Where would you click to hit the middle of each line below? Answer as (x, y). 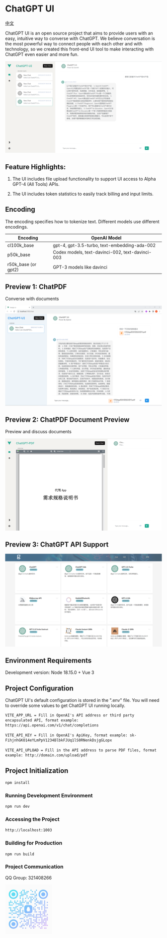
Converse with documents (32, 299)
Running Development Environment (49, 795)
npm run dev (17, 807)
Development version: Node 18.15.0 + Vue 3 (50, 672)
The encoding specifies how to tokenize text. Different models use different (83, 221)
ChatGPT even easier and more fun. (42, 54)
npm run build (20, 854)
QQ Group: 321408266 (29, 878)
